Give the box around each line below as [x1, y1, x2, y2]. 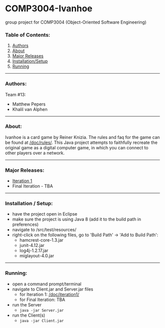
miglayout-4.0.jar [19, 253, 55, 259]
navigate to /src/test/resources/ [12, 227, 77, 233]
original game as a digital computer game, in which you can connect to [5, 144, 149, 150]
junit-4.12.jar [19, 243, 45, 248]
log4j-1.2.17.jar [19, 247, 49, 253]
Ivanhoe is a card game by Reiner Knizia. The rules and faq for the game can [5, 134, 160, 140]
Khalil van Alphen [12, 106, 48, 112]
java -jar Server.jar [19, 308, 64, 313]
